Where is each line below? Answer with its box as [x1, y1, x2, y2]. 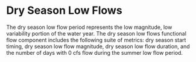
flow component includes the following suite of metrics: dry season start [6, 36, 186, 43]
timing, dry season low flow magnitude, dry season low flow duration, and [6, 43, 190, 50]
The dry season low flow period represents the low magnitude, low [6, 23, 172, 31]
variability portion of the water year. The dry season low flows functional [6, 29, 187, 37]
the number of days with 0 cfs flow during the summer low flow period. [6, 49, 183, 56]
